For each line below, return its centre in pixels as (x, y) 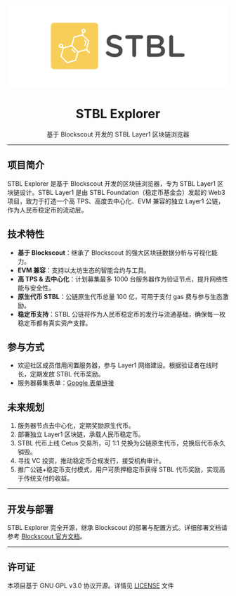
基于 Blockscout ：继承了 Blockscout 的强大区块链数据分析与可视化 (114, 253)
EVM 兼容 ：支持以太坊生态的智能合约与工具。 (84, 270)
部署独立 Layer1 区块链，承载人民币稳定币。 (81, 434)
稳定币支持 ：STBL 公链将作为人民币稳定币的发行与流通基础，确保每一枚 (122, 314)
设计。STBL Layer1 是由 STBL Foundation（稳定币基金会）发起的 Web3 (123, 192)
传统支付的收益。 (48, 478)
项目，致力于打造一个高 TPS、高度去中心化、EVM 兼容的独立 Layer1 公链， (116, 201)
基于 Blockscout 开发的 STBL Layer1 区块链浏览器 (118, 134)
